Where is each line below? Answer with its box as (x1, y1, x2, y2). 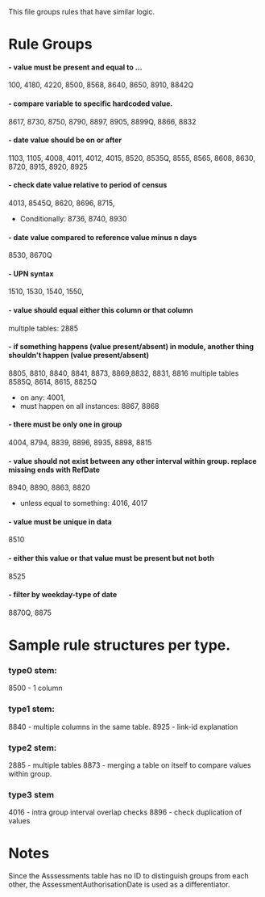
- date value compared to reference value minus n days (8, 232, 197, 242)
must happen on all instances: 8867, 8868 (19, 401, 159, 411)
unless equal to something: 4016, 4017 (19, 499, 148, 508)
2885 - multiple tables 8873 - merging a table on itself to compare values (8, 760, 251, 770)
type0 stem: (8, 664, 58, 676)
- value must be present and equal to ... (8, 62, 143, 72)
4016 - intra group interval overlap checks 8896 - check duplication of (8, 807, 242, 817)
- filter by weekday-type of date (8, 590, 118, 600)
